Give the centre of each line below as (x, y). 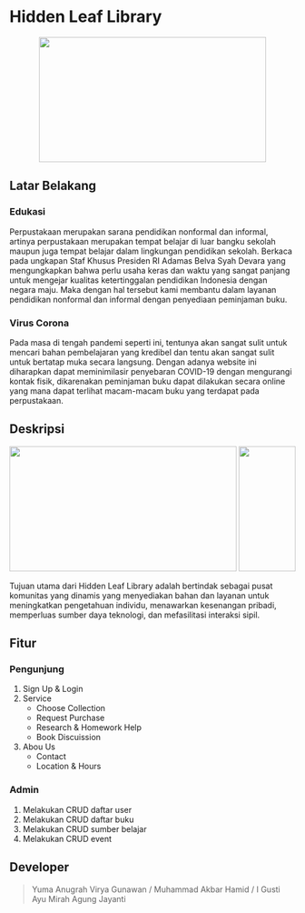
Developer (39, 867)
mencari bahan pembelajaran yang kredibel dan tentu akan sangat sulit (142, 352)
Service (37, 698)
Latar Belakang (53, 186)
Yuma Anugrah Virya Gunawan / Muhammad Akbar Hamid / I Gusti (156, 889)
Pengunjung (37, 669)
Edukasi (28, 212)
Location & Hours (69, 767)
